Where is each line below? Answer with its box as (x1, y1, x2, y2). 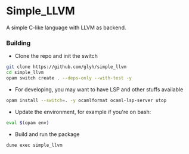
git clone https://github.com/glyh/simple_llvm (6, 64, 127, 70)
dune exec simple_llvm (6, 142, 63, 148)
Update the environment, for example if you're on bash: (14, 108, 151, 115)
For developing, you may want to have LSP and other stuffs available (14, 85, 184, 93)
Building (6, 39, 31, 47)
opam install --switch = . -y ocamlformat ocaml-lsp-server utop (6, 97, 167, 103)
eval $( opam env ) (6, 119, 49, 126)
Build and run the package (14, 130, 80, 138)
